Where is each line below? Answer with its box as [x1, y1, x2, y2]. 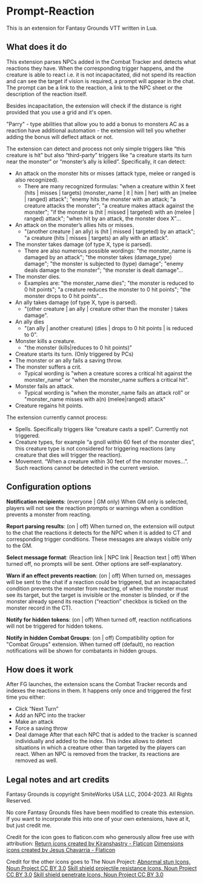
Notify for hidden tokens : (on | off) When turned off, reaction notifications [6, 616, 192, 623]
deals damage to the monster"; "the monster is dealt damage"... [24, 266, 184, 274]
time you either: [6, 693, 45, 701]
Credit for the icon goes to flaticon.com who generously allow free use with [6, 834, 195, 841]
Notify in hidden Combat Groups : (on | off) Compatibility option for [6, 634, 175, 641]
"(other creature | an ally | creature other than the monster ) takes [24, 305, 188, 312]
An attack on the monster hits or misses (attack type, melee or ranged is [15, 169, 196, 177]
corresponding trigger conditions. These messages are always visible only [6, 535, 192, 543]
